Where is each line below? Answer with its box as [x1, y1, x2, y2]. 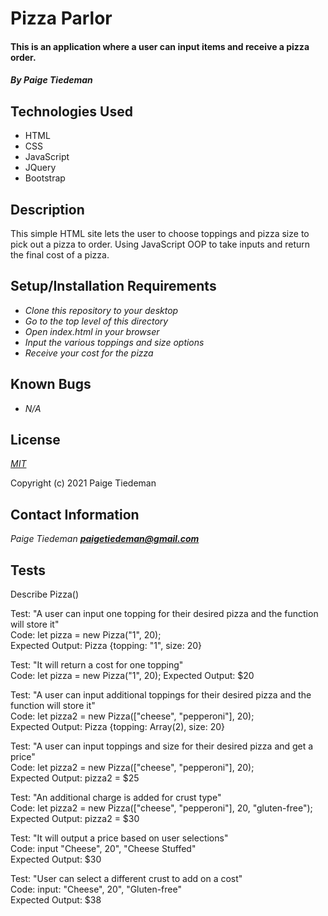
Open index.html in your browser [24, 325, 160, 337]
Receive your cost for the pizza [24, 347, 154, 359]
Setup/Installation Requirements [10, 278, 217, 295]
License [10, 432, 61, 449]
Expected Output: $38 [10, 894, 102, 906]
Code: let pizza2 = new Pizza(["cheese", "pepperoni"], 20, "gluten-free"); [10, 802, 313, 814]
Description [10, 201, 85, 218]
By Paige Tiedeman [10, 74, 93, 86]
